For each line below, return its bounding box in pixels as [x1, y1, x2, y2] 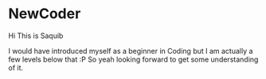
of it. [8, 62, 24, 72]
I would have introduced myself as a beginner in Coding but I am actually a [8, 46, 253, 55]
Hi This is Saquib [8, 31, 64, 40]
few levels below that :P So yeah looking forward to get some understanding [8, 55, 259, 64]
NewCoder [8, 5, 81, 23]
